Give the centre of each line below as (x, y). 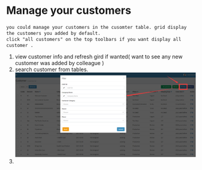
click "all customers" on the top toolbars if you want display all (94, 39)
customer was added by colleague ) (59, 63)
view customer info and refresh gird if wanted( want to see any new (99, 56)
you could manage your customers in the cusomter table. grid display (96, 27)
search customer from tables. (51, 69)
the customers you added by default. (54, 33)
